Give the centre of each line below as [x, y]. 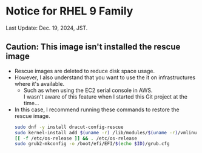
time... [32, 103]
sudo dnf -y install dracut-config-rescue [69, 127]
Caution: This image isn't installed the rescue [93, 47]
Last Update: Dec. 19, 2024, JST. [47, 28]
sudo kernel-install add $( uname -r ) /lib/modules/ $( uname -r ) [96, 132]
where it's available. [39, 83]
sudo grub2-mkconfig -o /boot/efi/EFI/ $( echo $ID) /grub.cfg [92, 144]
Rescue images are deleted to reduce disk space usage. [85, 71]
